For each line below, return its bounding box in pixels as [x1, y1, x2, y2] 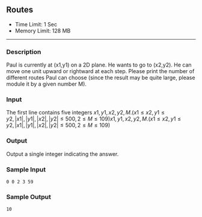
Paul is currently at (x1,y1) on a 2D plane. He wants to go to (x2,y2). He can [6, 61, 192, 68]
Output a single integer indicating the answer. [6, 150, 119, 158]
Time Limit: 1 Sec [14, 20, 57, 28]
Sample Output [6, 192, 51, 201]
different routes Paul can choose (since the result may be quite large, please [6, 74, 195, 82]
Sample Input [6, 165, 46, 173]
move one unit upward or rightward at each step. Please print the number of [6, 68, 195, 75]
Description [6, 47, 41, 56]
